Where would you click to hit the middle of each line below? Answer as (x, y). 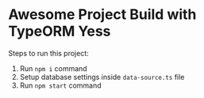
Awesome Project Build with (102, 15)
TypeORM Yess (60, 31)
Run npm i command (53, 68)
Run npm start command (60, 85)
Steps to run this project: (48, 53)
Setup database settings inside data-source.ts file (102, 77)
